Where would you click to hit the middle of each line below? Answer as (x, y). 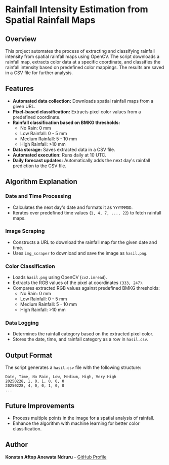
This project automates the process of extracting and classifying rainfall (80, 51)
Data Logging (22, 323)
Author (16, 445)
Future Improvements (40, 406)
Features (19, 89)
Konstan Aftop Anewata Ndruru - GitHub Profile (56, 457)
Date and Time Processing (38, 196)
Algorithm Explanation (41, 182)
